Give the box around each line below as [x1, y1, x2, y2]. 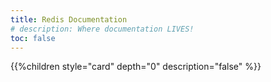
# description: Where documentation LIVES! [10, 24, 195, 34]
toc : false [10, 33, 56, 43]
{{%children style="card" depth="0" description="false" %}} [10, 61, 262, 73]
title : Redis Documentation [10, 14, 128, 25]
